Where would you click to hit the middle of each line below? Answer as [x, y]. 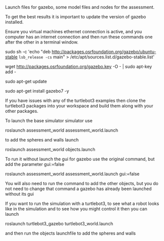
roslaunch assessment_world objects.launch [50, 149]
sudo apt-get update [26, 81]
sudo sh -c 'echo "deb [28, 52]
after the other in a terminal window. [42, 42]
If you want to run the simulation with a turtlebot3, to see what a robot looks [82, 203]
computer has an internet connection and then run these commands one [79, 37]
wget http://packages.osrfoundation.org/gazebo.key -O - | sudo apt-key [79, 67]
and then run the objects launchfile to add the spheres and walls [70, 233]
